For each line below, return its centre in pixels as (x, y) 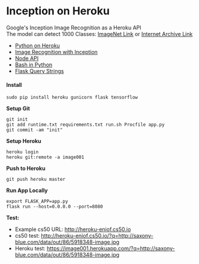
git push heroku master (36, 180)
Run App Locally (27, 190)
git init (17, 120)
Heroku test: (30, 248)
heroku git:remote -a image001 (45, 157)
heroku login (22, 152)
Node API (27, 58)
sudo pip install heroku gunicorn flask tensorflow (72, 98)
